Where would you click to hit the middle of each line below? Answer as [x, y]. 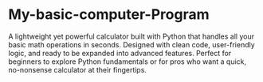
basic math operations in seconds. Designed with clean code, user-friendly [131, 44]
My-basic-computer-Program [109, 15]
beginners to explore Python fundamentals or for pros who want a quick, [128, 61]
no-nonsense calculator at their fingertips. [78, 69]
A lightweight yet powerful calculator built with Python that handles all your [131, 36]
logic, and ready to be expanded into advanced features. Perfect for [120, 53]
